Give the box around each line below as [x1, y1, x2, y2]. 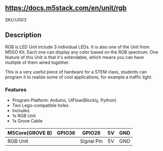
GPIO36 [57, 129, 76, 136]
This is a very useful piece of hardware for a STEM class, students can [5, 69, 147, 75]
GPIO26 [82, 129, 101, 136]
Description [5, 31, 41, 39]
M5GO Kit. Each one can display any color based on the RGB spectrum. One [5, 49, 159, 55]
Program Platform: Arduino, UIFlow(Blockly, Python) [12, 97, 117, 103]
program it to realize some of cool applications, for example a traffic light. [5, 74, 153, 80]
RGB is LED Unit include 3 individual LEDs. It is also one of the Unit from [5, 44, 150, 50]
